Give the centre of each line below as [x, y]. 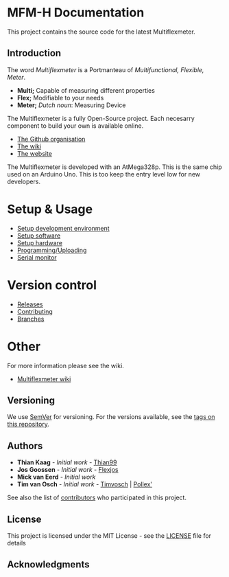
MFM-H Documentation [76, 13]
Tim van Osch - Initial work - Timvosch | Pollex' [85, 484]
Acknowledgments [49, 565]
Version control [52, 285]
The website [35, 153]
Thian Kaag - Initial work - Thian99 [67, 462]
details [16, 543]
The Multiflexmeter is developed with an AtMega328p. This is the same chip [115, 167]
